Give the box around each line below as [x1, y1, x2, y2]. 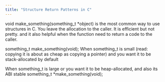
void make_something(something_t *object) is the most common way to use [5, 21, 160, 27]
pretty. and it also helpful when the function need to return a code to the [5, 31, 153, 37]
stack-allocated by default [5, 56, 58, 62]
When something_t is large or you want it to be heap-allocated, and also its [5, 66, 158, 72]
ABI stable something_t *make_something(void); [5, 71, 103, 77]
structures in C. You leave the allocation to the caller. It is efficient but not [5, 26, 155, 32]
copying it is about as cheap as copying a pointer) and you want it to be [5, 51, 151, 57]
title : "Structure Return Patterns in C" [5, 7, 92, 12]
